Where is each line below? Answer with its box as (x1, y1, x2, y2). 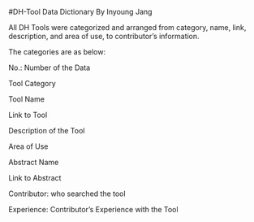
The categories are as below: (8, 47, 106, 56)
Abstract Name (8, 158, 59, 167)
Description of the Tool (8, 126, 85, 135)
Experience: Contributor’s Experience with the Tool (8, 205, 179, 214)
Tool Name (8, 94, 45, 104)
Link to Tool (8, 110, 48, 120)
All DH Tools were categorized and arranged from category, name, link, (8, 23, 247, 32)
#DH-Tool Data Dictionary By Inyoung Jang (8, 7, 153, 16)
